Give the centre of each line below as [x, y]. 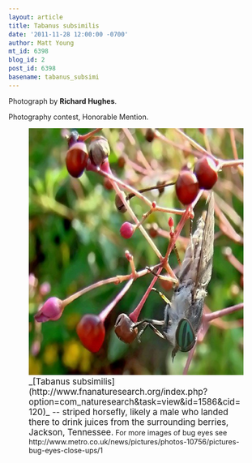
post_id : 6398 [32, 69]
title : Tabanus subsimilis [54, 26]
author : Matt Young [41, 43]
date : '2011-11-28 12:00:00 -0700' [68, 34]
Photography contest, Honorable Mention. [79, 117]
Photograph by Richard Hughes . [63, 101]
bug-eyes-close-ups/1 [66, 450]
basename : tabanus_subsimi [54, 77]
